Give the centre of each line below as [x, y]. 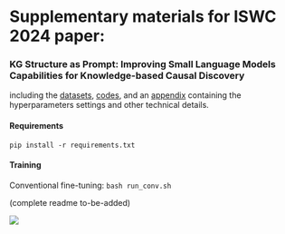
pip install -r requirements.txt [72, 145]
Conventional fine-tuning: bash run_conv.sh [90, 185]
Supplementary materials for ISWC [143, 17]
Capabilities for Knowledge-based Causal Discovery [127, 76]
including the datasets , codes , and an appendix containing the [125, 95]
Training [26, 165]
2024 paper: [57, 36]
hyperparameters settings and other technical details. [109, 105]
